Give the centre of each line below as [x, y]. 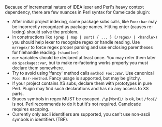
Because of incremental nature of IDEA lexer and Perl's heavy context [74, 7]
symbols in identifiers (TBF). [40, 119]
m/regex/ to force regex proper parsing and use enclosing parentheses [82, 47]
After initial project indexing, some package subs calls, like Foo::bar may [84, 22]
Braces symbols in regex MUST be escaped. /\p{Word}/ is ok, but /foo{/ [84, 99]
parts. [18, 94]
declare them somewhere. [38, 68]
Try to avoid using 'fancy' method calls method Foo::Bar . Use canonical [83, 73]
